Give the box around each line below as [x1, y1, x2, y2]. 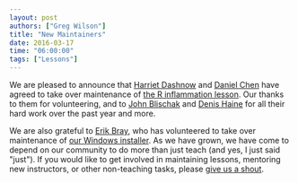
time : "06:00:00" [9, 47, 74, 56]
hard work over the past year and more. [9, 109, 156, 118]
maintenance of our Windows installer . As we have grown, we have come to [9, 135, 290, 145]
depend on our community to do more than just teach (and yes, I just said [9, 144, 281, 155]
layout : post [9, 13, 58, 22]
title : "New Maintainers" [9, 30, 106, 39]
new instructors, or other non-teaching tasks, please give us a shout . [9, 163, 265, 174]
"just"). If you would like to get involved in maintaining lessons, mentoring [9, 154, 281, 164]
